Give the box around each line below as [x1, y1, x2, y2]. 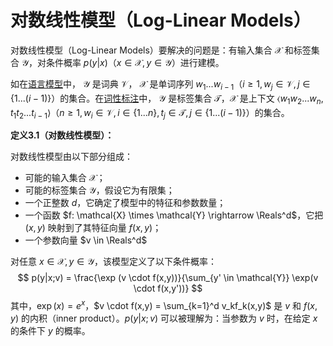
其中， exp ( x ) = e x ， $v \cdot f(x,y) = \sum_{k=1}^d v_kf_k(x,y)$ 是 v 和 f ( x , [10, 298, 318, 311]
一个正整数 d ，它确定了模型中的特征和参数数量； [24, 197, 227, 209]
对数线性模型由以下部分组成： [10, 151, 133, 163]
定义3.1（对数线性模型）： [10, 129, 115, 141]
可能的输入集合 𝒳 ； [24, 172, 106, 184]
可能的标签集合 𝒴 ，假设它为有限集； [24, 184, 175, 196]
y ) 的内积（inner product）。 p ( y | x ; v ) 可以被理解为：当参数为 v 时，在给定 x [10, 312, 318, 324]
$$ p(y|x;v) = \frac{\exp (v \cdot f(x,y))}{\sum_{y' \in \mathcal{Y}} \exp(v [17, 272, 319, 284]
